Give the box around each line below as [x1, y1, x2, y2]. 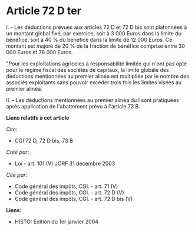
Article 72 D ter [6, 4, 81, 18]
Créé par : [6, 148, 29, 156]
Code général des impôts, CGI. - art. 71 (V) [14, 183, 118, 190]
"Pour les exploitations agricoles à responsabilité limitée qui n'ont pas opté [6, 60, 187, 67]
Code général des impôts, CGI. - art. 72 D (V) [14, 189, 125, 196]
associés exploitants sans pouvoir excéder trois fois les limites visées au [6, 78, 181, 86]
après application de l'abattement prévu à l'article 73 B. [6, 103, 140, 110]
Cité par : [6, 171, 28, 178]
